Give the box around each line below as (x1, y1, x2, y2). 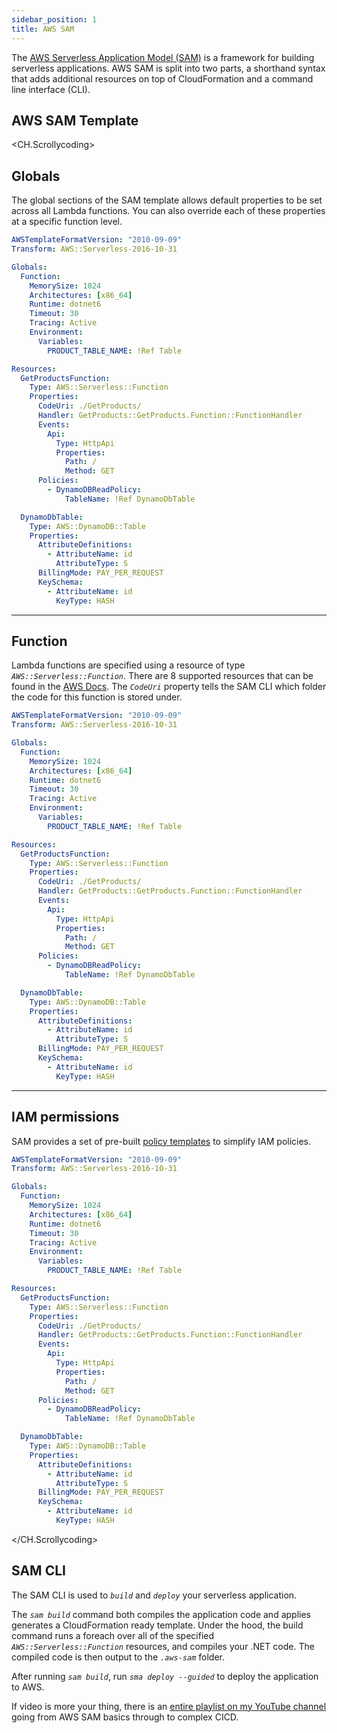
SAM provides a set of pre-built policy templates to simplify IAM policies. (11, 1135, 312, 1147)
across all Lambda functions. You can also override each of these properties (11, 205, 326, 217)
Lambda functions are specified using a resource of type (11, 659, 246, 671)
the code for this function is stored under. (11, 691, 183, 703)
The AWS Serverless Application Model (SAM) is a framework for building (11, 51, 315, 63)
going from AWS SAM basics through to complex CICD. (11, 1711, 239, 1723)
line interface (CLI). (11, 83, 91, 95)
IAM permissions (11, 1109, 120, 1126)
